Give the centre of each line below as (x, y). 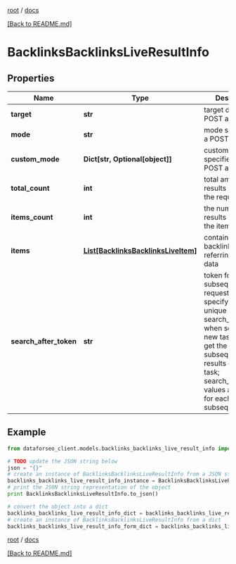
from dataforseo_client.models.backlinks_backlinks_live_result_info (111, 449)
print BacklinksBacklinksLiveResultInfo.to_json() (83, 494)
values (215, 390)
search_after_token (44, 341)
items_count (32, 217)
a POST (216, 139)
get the (215, 346)
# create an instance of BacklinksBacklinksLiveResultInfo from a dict (114, 520)
